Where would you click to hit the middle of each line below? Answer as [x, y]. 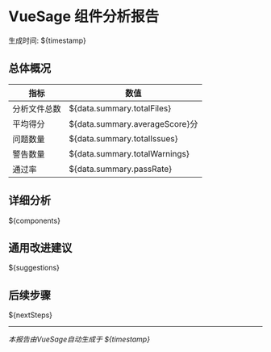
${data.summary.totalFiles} [120, 108]
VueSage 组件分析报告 [84, 17]
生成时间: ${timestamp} [48, 40]
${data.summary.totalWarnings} [129, 153]
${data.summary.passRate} [121, 169]
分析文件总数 [37, 108]
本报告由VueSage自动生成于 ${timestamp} [79, 339]
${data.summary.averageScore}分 [133, 124]
